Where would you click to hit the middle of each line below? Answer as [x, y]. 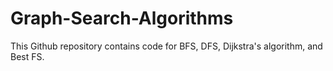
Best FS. [27, 56]
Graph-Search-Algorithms [122, 18]
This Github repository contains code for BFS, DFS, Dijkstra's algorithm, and [166, 46]
